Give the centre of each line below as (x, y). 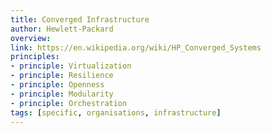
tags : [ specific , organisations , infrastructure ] (116, 112)
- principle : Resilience (62, 76)
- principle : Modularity (62, 94)
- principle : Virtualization (71, 66)
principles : (35, 57)
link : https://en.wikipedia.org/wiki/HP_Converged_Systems (136, 47)
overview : (31, 38)
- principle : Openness (57, 85)
